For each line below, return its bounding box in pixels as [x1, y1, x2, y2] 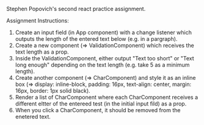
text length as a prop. [15, 48, 69, 55]
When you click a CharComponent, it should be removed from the [15, 107, 181, 113]
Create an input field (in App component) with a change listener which [15, 29, 192, 36]
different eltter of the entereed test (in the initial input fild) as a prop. [15, 100, 187, 107]
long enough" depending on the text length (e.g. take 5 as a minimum [15, 61, 190, 68]
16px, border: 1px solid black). [15, 87, 90, 94]
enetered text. [15, 113, 51, 120]
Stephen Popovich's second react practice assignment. [6, 5, 146, 12]
